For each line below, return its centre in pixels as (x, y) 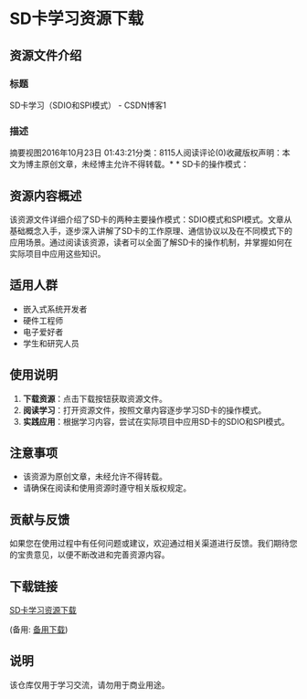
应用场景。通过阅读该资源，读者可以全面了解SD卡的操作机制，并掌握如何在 (151, 242)
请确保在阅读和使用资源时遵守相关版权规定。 (107, 488)
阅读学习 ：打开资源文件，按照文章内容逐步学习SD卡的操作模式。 (144, 410)
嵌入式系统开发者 (55, 309)
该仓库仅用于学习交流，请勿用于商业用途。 (90, 684)
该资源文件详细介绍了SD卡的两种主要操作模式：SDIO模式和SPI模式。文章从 (151, 219)
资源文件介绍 (46, 55)
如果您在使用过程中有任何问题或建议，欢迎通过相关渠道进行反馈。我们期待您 (153, 544)
